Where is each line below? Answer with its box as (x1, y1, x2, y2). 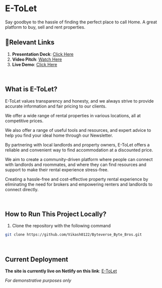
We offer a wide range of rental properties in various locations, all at (5, 112, 141, 118)
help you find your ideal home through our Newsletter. (5, 132, 113, 138)
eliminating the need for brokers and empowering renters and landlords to (5, 181, 153, 187)
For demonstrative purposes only (5, 278, 72, 284)
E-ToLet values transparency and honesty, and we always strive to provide (5, 98, 154, 104)
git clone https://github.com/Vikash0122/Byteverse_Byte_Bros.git (5, 232, 142, 237)
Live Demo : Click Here (12, 61, 57, 67)
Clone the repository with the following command (12, 223, 111, 229)
